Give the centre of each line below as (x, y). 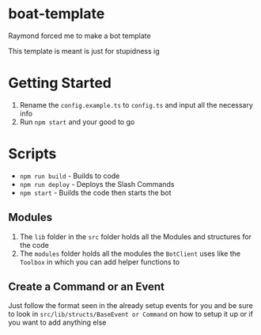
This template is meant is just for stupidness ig (84, 51)
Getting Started (60, 83)
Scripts (32, 154)
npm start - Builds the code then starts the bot (95, 192)
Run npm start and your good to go (77, 122)
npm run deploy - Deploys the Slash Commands (97, 184)
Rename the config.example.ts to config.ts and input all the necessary (136, 105)
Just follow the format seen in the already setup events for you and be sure (130, 306)
